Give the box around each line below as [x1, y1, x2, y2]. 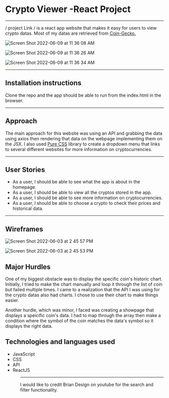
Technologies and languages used [5, 338, 116, 346]
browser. [5, 97, 24, 104]
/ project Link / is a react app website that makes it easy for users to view [5, 25, 157, 31]
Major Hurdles [5, 263, 51, 271]
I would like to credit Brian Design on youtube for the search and [20, 381, 153, 387]
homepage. [12, 184, 37, 190]
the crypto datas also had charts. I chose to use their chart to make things [5, 292, 158, 298]
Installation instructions [5, 79, 81, 88]
